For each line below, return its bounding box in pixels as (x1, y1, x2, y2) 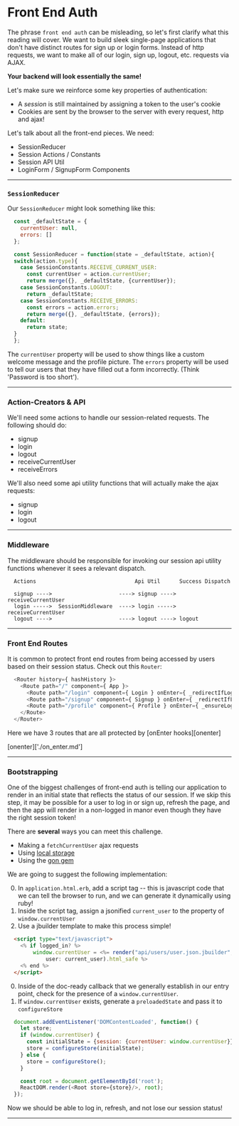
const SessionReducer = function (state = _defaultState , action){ (14, 250, 215, 258)
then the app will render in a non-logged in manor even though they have (7, 806, 222, 814)
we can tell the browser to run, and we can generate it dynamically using (17, 891, 231, 900)
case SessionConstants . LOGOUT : (20, 284, 113, 291)
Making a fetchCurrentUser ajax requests (17, 841, 139, 850)
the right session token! (7, 813, 77, 822)
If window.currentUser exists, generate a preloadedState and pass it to (17, 997, 223, 1005)
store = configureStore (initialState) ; (26, 1045, 144, 1053)
